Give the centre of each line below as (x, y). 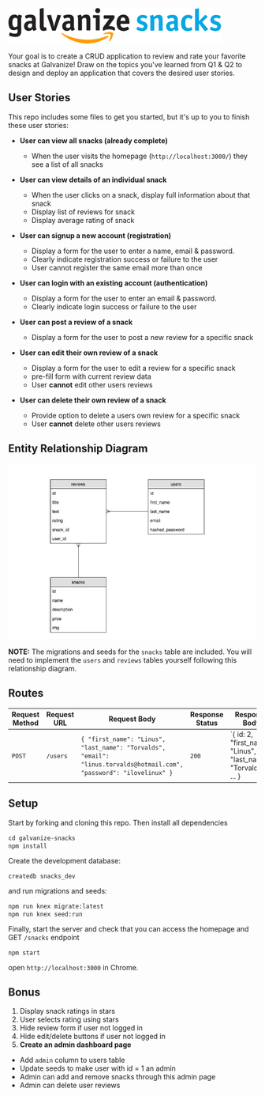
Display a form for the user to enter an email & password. (124, 298)
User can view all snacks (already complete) (93, 140)
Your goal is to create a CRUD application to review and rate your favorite (127, 56)
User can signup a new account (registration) (95, 235)
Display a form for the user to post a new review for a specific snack (142, 337)
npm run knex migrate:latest (56, 906)
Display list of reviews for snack (83, 212)
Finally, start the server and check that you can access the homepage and (129, 928)
